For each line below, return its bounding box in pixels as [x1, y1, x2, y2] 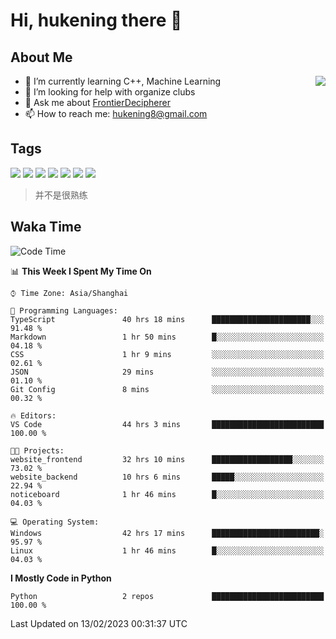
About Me [10, 49, 73, 66]
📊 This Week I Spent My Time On [10, 265, 152, 277]
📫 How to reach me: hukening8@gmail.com [24, 108, 208, 119]
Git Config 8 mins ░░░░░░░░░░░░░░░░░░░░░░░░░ [10, 384, 325, 394]
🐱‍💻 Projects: [10, 445, 65, 456]
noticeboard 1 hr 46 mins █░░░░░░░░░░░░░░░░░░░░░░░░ [10, 489, 325, 499]
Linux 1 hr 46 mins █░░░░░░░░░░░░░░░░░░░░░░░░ [10, 545, 325, 556]
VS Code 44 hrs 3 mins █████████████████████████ [10, 419, 325, 429]
